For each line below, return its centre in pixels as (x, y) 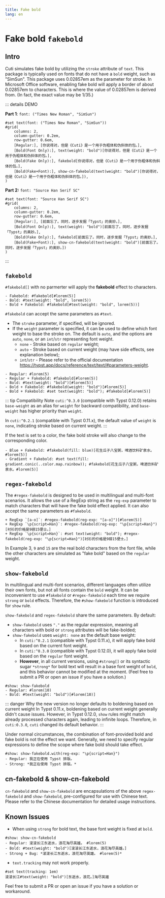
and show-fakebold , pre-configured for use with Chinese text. (86, 796)
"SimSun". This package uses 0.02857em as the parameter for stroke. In (78, 79)
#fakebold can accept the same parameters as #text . (59, 314)
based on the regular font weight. (54, 656)
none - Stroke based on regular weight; (59, 344)
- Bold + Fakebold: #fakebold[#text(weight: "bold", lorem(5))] (72, 305)
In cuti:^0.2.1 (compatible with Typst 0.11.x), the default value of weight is (81, 421)
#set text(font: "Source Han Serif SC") (47, 199)
